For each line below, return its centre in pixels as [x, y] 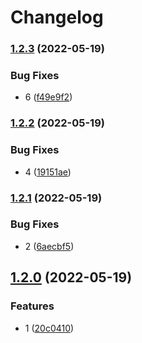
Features [32, 306]
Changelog [57, 17]
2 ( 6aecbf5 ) [49, 246]
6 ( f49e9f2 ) [48, 97]
